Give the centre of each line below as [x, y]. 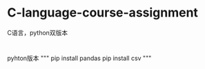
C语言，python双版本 [38, 32]
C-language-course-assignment [103, 13]
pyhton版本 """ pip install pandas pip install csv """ [79, 58]
